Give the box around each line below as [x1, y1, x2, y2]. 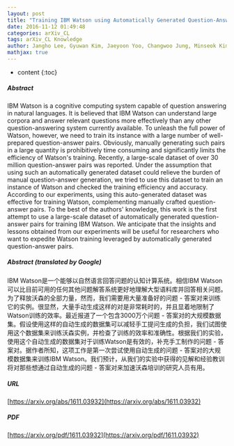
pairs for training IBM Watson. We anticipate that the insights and [30, 220, 217, 228]
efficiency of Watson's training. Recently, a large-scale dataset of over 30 [7, 153, 219, 161]
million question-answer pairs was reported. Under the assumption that [7, 161, 212, 169]
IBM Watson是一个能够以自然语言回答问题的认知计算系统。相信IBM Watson [7, 276, 223, 285]
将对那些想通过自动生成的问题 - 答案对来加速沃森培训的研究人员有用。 [7, 363, 209, 372]
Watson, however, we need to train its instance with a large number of [7, 131, 208, 139]
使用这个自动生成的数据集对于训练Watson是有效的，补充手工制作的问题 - [7, 337, 217, 345]
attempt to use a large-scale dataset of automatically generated [7, 212, 190, 221]
